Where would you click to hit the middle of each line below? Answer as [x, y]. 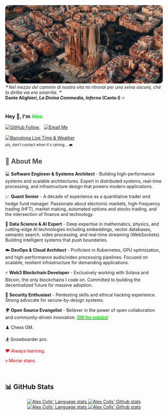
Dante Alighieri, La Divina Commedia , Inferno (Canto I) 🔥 [65, 98]
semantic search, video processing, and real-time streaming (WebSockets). [83, 235]
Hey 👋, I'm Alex [24, 116]
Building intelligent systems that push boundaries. [56, 240]
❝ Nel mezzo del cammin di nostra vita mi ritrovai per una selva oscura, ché [83, 87]
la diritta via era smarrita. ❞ [33, 92]
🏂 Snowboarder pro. [26, 339]
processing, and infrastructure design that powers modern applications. [79, 186]
